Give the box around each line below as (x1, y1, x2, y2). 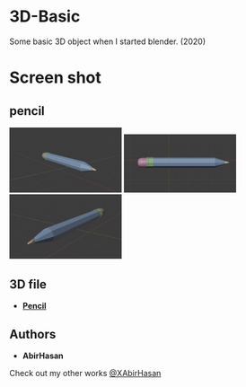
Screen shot (9, 67, 101, 88)
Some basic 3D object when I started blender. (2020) (9, 36, 206, 47)
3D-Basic (9, 6, 81, 27)
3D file (9, 277, 48, 292)
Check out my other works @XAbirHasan (9, 368, 162, 378)
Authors (9, 326, 57, 342)
